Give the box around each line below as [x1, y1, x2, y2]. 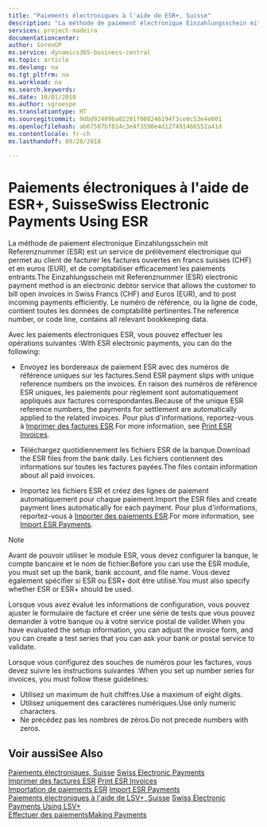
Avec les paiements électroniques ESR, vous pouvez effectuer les [8, 330, 222, 340]
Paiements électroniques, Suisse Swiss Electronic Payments [8, 768, 205, 778]
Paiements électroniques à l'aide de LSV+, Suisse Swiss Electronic [8, 793, 226, 803]
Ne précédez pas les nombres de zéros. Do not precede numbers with [19, 715, 249, 724]
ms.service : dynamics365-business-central [8, 49, 151, 56]
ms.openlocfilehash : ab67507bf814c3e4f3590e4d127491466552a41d [8, 122, 222, 130]
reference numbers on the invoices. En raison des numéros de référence [19, 379, 257, 389]
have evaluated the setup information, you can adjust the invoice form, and [8, 625, 253, 635]
